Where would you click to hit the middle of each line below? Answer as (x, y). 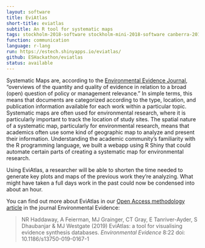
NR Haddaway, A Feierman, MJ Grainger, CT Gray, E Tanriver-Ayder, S (109, 219)
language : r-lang (28, 46)
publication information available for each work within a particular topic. (96, 106)
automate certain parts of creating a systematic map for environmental (95, 151)
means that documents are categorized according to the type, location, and (101, 100)
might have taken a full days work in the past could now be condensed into (101, 183)
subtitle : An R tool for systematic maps (60, 29)
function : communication (38, 40)
